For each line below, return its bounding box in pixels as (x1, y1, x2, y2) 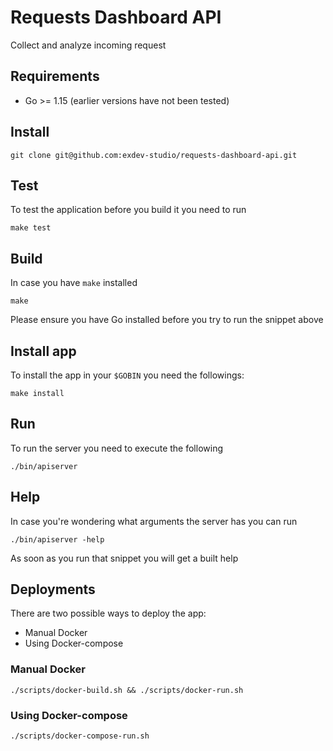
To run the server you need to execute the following (10, 442, 223, 454)
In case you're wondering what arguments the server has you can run (10, 515, 298, 527)
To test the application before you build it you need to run (10, 204, 247, 216)
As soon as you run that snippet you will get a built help (10, 552, 239, 564)
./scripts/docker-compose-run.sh (10, 731, 150, 741)
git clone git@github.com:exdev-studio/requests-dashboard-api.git (10, 150, 298, 160)
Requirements (10, 68, 100, 85)
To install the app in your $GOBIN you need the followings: (10, 369, 245, 381)
